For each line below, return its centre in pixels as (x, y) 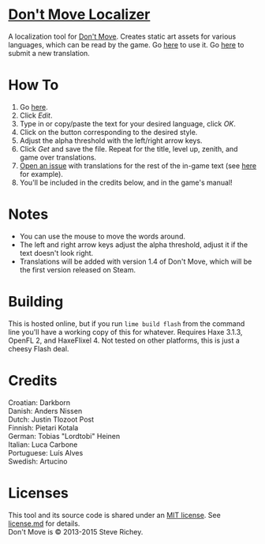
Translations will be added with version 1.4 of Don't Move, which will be (136, 261)
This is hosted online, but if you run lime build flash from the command (127, 323)
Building (36, 302)
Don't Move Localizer (79, 15)
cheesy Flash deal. (39, 348)
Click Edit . (36, 115)
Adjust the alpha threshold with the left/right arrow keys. (111, 141)
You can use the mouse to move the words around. (102, 236)
